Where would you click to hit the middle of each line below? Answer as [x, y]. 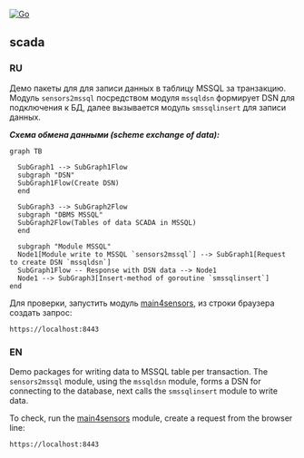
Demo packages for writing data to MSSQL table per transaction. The [139, 371]
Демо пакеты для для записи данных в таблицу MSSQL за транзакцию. [148, 88]
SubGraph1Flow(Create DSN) [69, 183]
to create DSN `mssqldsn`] [60, 262]
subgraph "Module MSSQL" [64, 246]
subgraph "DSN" [46, 175]
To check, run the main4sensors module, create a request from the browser [151, 418]
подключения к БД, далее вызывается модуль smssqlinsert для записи [148, 107]
